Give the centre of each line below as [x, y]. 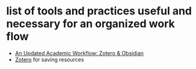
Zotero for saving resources [49, 59]
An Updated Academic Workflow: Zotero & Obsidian [79, 53]
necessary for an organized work [91, 24]
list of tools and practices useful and [99, 11]
